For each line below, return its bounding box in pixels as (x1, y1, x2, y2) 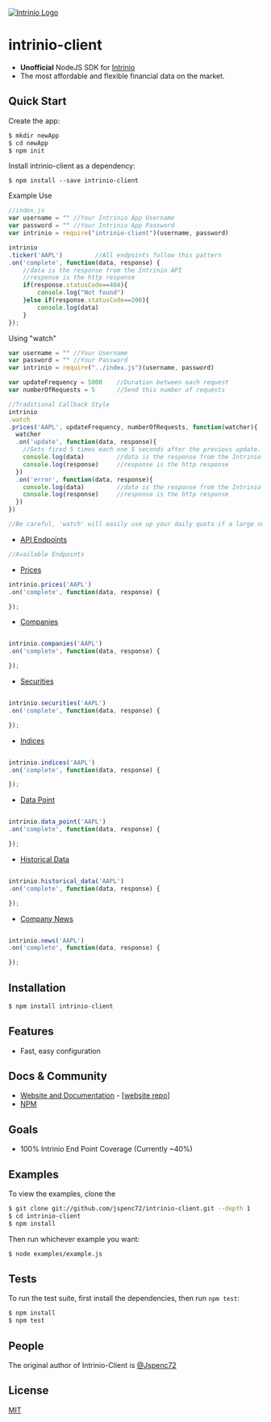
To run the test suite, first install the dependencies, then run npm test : (8, 1294, 240, 1303)
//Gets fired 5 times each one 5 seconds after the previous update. (23, 445, 262, 454)
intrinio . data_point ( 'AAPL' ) (8, 818, 106, 826)
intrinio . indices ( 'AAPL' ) (8, 759, 95, 767)
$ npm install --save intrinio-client (8, 177, 139, 185)
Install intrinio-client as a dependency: (8, 161, 135, 171)
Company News (19, 914, 74, 923)
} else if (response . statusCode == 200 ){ (23, 296, 150, 304)
